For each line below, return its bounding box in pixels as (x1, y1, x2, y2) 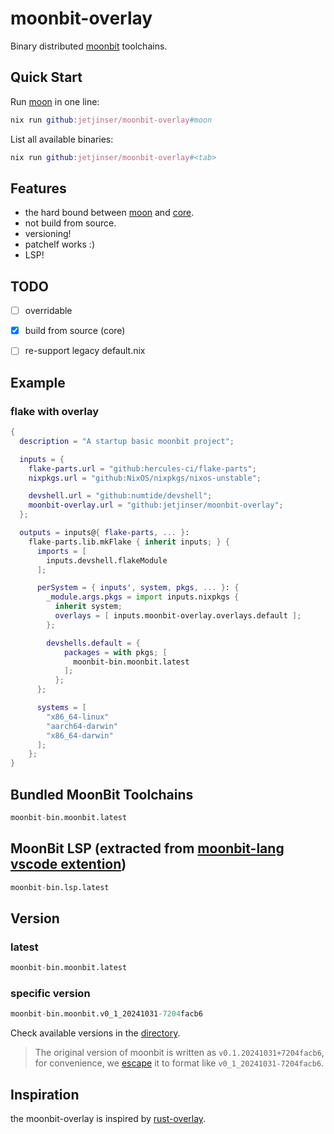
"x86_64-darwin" (46, 730, 114, 741)
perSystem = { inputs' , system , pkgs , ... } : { (36, 583, 240, 593)
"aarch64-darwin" (46, 721, 118, 731)
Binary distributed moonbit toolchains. (10, 40, 168, 52)
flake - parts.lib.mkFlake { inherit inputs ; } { (28, 537, 230, 547)
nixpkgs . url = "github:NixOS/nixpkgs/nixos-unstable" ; (28, 473, 262, 483)
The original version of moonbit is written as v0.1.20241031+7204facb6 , (34, 1047, 325, 1059)
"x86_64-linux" (46, 712, 110, 722)
